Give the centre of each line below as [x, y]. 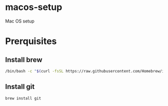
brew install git [23, 98]
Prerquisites [31, 41]
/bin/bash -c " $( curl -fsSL [34, 71]
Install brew [24, 60]
